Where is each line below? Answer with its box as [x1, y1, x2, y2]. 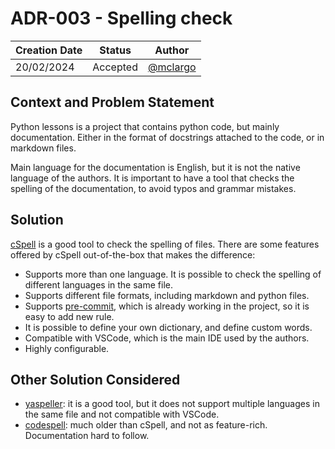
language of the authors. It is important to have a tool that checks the [10, 172, 295, 184]
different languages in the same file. [24, 278, 173, 291]
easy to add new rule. [24, 310, 115, 322]
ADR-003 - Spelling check [10, 7, 233, 30]
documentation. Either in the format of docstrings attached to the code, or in [10, 131, 325, 143]
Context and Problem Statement [10, 94, 215, 111]
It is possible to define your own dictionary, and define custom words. [24, 321, 313, 333]
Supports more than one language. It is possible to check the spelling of [24, 268, 322, 280]
